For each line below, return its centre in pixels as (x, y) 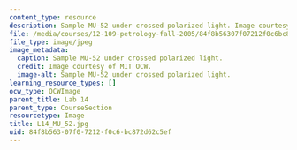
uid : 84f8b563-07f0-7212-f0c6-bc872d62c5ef (91, 132)
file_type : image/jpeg (51, 42)
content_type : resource (53, 17)
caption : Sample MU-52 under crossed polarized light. (120, 58)
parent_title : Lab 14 (49, 99)
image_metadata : (39, 50)
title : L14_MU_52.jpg (49, 124)
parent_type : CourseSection (61, 108)
